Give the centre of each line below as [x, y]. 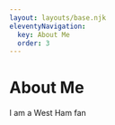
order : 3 [34, 43]
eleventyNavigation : [48, 26]
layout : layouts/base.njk [57, 18]
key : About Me [44, 34]
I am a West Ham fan [48, 113]
